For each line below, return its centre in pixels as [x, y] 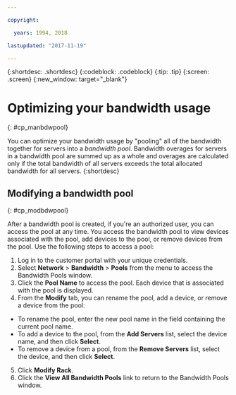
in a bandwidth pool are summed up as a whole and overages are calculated [118, 156]
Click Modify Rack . [45, 370]
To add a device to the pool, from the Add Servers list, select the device [122, 334]
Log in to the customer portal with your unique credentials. [103, 260]
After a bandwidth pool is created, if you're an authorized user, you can [111, 224]
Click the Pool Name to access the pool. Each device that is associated [120, 283]
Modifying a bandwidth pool [70, 193]
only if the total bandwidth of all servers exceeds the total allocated [105, 164]
